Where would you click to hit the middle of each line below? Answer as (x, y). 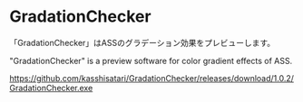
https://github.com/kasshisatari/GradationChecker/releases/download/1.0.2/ (152, 78)
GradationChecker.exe (51, 88)
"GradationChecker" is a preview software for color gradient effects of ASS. (151, 60)
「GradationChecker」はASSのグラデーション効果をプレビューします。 (142, 42)
